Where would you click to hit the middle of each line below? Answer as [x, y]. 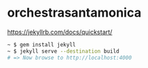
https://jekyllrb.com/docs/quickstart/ [60, 32]
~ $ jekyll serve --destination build [63, 51]
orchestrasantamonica [74, 13]
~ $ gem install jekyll [42, 44]
